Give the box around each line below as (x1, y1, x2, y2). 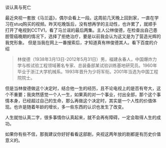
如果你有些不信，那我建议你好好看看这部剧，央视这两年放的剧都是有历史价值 (5, 131, 161, 137)
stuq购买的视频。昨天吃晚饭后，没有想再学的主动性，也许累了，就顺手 (13, 21, 157, 27)
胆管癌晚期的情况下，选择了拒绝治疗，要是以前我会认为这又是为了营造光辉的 (5, 34, 161, 39)
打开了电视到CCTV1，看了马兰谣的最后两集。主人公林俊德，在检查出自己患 (5, 27, 158, 33)
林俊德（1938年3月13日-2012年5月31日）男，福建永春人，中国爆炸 (17, 56, 153, 62)
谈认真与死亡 (5, 4, 31, 10)
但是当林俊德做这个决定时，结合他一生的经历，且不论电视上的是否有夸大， (5, 86, 157, 91)
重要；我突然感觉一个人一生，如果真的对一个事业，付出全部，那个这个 (13, 92, 157, 98)
